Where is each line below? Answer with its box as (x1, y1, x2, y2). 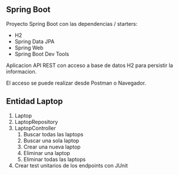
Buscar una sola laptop (23, 137, 79, 144)
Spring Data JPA (14, 38, 55, 45)
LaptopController (14, 124, 56, 132)
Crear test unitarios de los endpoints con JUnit (14, 161, 128, 169)
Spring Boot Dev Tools (14, 50, 69, 58)
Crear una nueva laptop (23, 143, 81, 150)
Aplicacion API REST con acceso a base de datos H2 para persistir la (6, 62, 174, 69)
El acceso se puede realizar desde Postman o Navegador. (6, 79, 146, 86)
